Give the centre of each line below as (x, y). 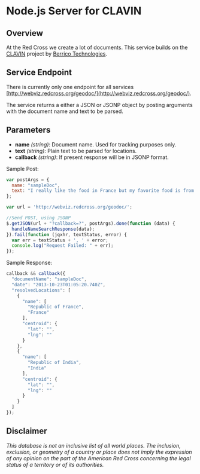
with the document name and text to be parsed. (65, 111)
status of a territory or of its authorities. (55, 464)
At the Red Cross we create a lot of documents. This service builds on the (97, 47)
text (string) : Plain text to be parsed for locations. (76, 151)
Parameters (28, 130)
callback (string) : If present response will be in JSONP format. (92, 157)
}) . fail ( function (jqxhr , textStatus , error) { (67, 234)
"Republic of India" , (55, 363)
